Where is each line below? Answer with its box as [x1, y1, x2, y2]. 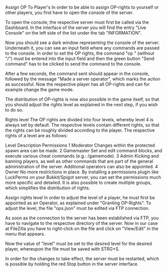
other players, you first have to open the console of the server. [5, 10, 134, 16]
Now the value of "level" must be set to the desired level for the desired [5, 240, 152, 246]
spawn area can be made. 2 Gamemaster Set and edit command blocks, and [5, 148, 163, 153]
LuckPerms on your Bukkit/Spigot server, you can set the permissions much [5, 174, 161, 180]
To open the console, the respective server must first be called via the [5, 20, 149, 25]
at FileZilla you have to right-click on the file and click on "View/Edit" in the [5, 225, 159, 231]
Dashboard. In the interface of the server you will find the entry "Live [5, 25, 147, 31]
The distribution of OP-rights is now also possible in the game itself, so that [5, 96, 160, 102]
